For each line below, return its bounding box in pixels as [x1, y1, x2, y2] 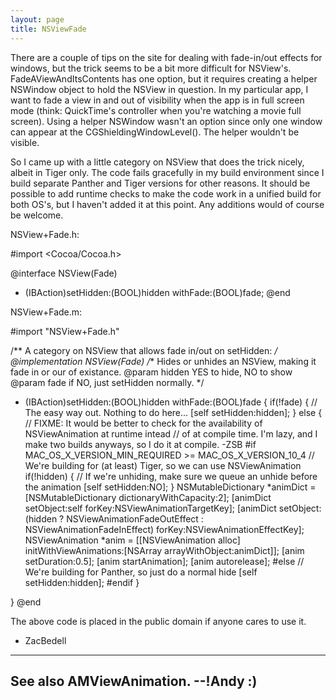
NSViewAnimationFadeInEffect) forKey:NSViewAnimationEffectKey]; [24, 523, 305, 535]
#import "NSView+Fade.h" [10, 325, 120, 337]
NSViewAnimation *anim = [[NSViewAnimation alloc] [24, 534, 241, 546]
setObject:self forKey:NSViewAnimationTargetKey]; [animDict [24, 502, 277, 514]
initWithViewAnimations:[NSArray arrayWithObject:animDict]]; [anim [24, 544, 305, 556]
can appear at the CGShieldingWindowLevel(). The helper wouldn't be [10, 126, 300, 138]
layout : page [10, 14, 65, 25]
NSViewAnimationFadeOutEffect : [66, 512, 204, 525]
